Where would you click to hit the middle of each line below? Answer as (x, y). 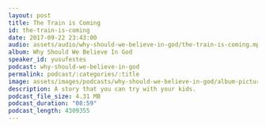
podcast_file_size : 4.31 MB (55, 96)
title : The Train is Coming (55, 23)
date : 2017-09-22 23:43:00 (53, 37)
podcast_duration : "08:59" (53, 103)
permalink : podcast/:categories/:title (74, 74)
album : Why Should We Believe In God (70, 52)
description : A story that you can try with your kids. (102, 89)
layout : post (30, 15)
